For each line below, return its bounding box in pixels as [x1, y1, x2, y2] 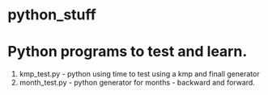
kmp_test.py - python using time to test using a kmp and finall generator [19, 69, 260, 79]
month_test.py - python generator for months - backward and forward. [19, 78, 256, 88]
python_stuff [7, 6, 96, 24]
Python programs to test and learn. [7, 43, 248, 61]
